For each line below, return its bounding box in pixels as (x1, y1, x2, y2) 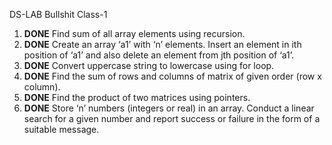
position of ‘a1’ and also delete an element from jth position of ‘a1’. (23, 49, 295, 61)
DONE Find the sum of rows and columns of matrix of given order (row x (23, 70, 322, 82)
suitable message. (23, 124, 100, 135)
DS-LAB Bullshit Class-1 (9, 9, 108, 20)
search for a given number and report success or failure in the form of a (23, 113, 321, 124)
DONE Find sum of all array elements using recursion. (23, 28, 246, 39)
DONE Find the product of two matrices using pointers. (23, 92, 251, 103)
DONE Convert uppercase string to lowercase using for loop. (23, 60, 275, 71)
